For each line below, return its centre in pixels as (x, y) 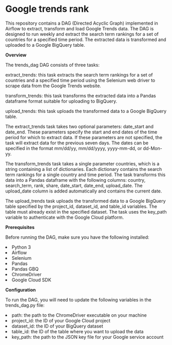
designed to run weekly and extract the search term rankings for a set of (82, 34)
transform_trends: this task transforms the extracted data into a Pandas (81, 95)
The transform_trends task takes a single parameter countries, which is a (82, 164)
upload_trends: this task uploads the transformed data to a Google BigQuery (86, 111)
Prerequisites (20, 227)
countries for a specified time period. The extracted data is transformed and (86, 40)
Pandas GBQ (25, 269)
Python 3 (22, 247)
